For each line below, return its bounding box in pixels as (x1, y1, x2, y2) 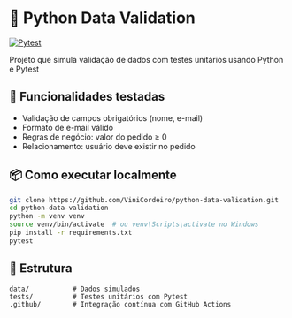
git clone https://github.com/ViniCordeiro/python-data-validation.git (9, 195, 279, 204)
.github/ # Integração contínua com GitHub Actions (9, 299, 232, 308)
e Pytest (9, 64, 40, 74)
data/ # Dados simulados (9, 284, 141, 293)
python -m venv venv (9, 212, 86, 221)
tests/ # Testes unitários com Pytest (9, 291, 188, 301)
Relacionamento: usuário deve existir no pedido (21, 140, 196, 151)
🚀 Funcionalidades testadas (9, 89, 165, 104)
